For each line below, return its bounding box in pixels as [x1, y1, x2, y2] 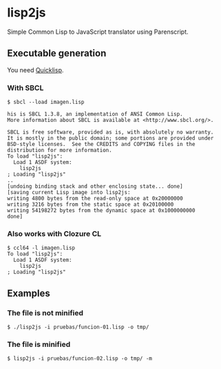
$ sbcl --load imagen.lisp [7, 98, 85, 106]
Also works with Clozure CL [7, 229, 102, 238]
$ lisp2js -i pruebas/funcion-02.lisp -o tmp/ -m [7, 355, 153, 362]
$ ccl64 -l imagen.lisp [7, 244, 76, 252]
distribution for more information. [7, 147, 112, 154]
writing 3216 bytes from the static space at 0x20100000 [7, 201, 174, 208]
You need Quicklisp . [7, 65, 64, 74]
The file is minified [7, 339, 71, 349]
